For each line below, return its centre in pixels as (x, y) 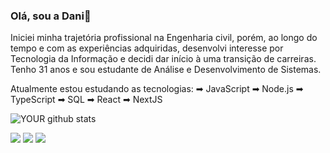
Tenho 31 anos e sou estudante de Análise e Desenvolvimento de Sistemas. (166, 70)
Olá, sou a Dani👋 (51, 16)
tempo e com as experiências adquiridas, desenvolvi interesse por (147, 48)
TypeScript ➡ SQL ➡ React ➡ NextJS (86, 100)
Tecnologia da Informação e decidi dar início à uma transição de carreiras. (163, 59)
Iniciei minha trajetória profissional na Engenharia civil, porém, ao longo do (164, 38)
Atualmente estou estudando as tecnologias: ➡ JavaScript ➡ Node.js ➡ (157, 89)
